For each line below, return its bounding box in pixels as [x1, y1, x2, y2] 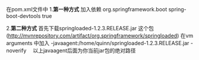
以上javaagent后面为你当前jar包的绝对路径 [32, 47, 136, 54]
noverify [6, 47, 27, 54]
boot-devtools [6, 12, 41, 20]
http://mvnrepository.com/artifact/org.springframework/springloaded [8, 32, 178, 39]
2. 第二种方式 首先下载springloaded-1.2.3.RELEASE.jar [6, 25, 137, 31]
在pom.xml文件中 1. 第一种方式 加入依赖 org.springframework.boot [6, 6, 168, 12]
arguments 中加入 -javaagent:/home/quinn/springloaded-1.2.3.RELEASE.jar [6, 40, 189, 46]
